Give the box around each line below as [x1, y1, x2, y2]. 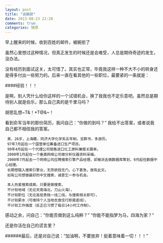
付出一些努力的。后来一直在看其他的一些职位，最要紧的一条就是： [17, 72, 149, 78]
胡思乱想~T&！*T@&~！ [5, 109, 54, 115]
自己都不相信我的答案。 [5, 126, 52, 132]
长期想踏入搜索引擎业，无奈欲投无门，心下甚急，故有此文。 [7, 168, 109, 173]
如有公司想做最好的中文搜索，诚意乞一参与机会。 [7, 173, 91, 178]
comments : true [5, 20, 36, 26]
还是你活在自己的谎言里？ [5, 223, 56, 228]
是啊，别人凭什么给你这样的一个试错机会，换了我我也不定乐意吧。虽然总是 [5, 93, 154, 99]
